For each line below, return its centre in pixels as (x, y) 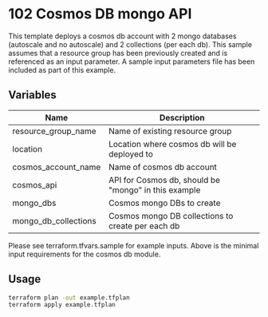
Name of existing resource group (170, 131)
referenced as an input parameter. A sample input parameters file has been (132, 61)
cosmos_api (35, 184)
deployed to (131, 154)
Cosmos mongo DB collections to (171, 216)
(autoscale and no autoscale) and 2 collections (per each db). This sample (130, 44)
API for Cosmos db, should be (165, 180)
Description (182, 117)
